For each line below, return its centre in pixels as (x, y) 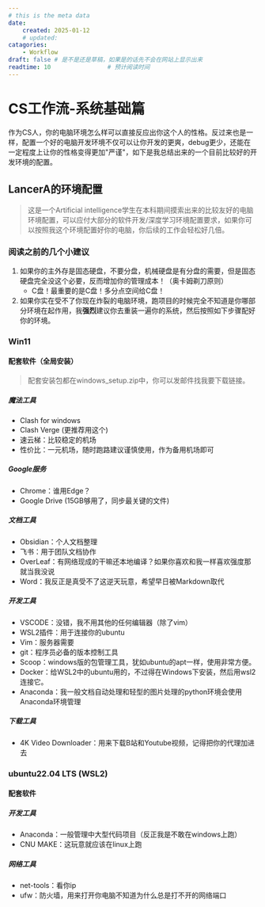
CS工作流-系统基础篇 (77, 109)
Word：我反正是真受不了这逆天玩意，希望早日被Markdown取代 (122, 581)
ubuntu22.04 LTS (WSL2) (58, 773)
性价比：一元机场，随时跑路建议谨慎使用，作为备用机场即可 (117, 449)
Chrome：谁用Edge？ (55, 490)
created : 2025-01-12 (56, 30)
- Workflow (40, 52)
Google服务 (27, 469)
